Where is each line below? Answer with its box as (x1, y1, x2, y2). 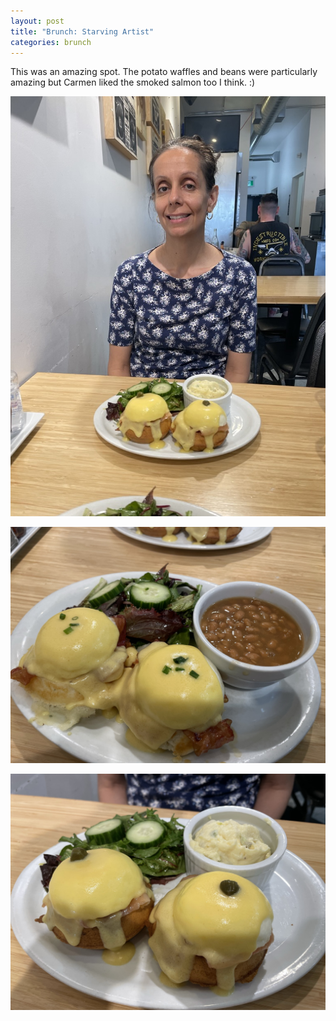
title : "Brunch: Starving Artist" (10, 26, 155, 37)
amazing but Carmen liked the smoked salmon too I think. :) (10, 76, 256, 89)
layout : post (10, 16, 65, 26)
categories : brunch (10, 37, 92, 47)
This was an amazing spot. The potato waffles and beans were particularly (10, 66, 318, 78)
